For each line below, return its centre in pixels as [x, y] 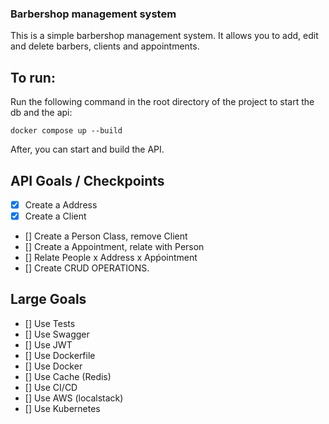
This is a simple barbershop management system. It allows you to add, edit [164, 36]
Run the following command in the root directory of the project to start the [162, 102]
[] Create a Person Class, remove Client [106, 236]
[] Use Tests [50, 323]
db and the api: [41, 113]
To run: [33, 77]
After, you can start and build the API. [87, 149]
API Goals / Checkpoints [87, 180]
